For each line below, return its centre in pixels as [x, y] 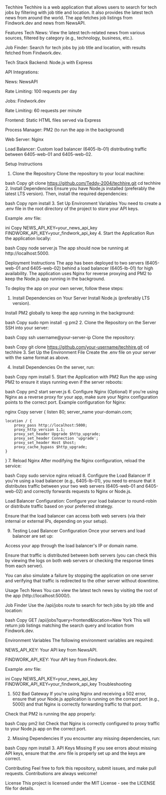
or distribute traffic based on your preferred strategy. [59, 506]
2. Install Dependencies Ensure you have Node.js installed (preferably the [80, 188]
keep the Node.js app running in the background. [55, 279]
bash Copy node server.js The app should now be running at [67, 248]
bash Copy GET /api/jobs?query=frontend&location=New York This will [78, 620]
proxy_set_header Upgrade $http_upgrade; [57, 434]
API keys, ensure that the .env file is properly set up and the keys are [75, 753]
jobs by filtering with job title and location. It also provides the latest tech [79, 12]
